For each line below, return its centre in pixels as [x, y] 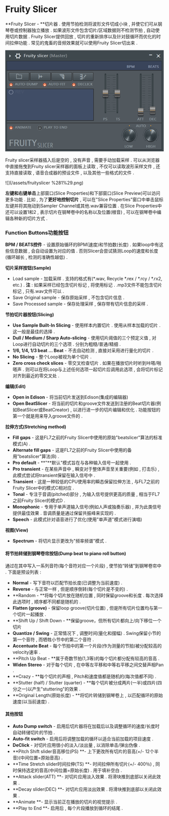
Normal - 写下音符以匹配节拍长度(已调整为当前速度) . [67, 582]
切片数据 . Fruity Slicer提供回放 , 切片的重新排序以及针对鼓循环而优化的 [83, 36]
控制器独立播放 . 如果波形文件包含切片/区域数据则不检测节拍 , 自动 [87, 30]
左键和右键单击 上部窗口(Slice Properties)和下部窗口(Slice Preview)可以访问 [83, 193]
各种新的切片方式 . [28, 218]
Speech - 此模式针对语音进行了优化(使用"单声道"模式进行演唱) [77, 519]
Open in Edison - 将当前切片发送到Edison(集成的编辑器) [70, 397]
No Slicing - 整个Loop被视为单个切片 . [52, 357]
